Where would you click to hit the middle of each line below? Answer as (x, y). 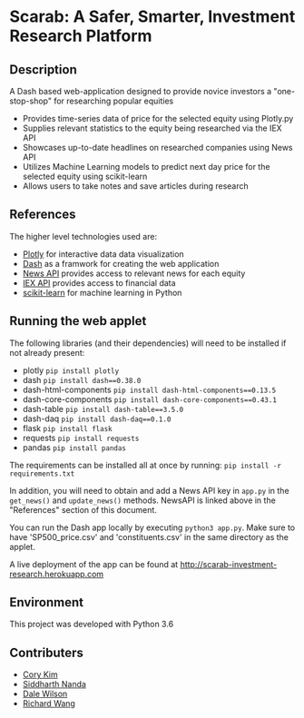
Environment (47, 602)
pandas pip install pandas (74, 448)
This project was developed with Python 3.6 (92, 625)
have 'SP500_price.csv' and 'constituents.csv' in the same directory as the (149, 536)
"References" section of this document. (83, 509)
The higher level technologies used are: (83, 236)
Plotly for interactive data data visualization (103, 254)
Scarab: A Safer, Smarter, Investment (152, 17)
